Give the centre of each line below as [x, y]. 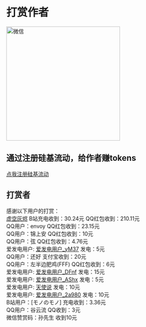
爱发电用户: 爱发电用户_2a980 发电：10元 [58, 294]
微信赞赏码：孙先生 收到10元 [42, 317]
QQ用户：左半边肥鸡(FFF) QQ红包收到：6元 [61, 264]
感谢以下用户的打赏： [33, 211]
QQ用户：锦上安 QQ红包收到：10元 [50, 234]
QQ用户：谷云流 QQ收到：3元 [43, 310]
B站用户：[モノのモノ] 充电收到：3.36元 [56, 302]
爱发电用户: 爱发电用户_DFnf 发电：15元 [55, 272]
